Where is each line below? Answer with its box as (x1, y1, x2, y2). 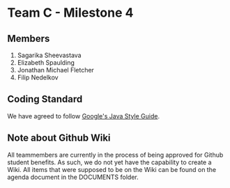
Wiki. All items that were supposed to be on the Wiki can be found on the (7, 165, 217, 173)
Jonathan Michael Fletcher (17, 66, 94, 74)
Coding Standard (7, 93, 83, 105)
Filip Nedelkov (17, 73, 59, 81)
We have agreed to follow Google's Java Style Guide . (7, 111, 160, 120)
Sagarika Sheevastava (17, 51, 82, 59)
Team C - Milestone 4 (7, 5, 134, 21)
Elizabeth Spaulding (17, 58, 75, 67)
